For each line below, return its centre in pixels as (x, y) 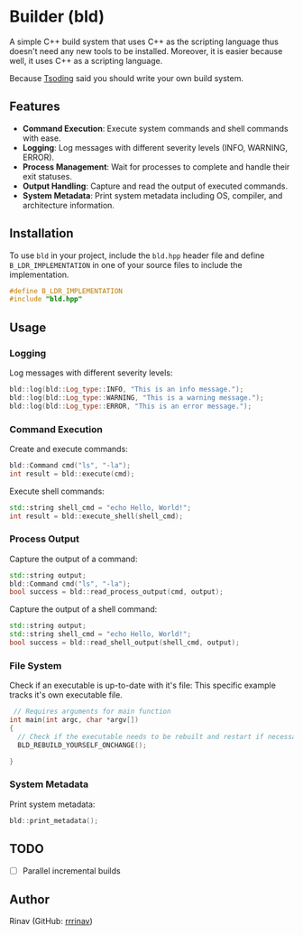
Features (35, 107)
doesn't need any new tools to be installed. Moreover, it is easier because (146, 51)
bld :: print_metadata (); (54, 820)
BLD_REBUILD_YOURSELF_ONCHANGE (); (82, 745)
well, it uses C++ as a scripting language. (86, 60)
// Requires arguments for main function (92, 712)
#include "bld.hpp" (46, 300)
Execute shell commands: (57, 491)
